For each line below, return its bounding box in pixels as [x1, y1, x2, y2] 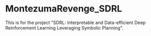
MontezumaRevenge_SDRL [5, 3, 123, 14]
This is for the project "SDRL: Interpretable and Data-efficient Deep [5, 19, 146, 25]
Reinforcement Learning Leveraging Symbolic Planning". [5, 24, 124, 30]
